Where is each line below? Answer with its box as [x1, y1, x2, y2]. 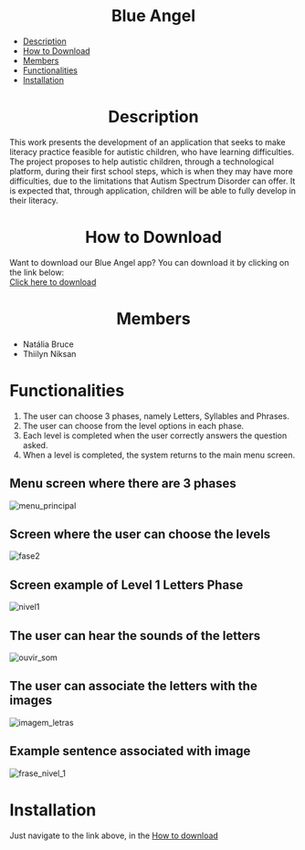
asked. [22, 439, 48, 450]
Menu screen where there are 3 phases [9, 476, 237, 491]
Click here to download [9, 276, 97, 288]
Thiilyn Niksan [22, 348, 77, 359]
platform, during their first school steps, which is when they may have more [9, 165, 294, 176]
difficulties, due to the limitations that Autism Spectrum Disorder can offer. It [9, 175, 296, 186]
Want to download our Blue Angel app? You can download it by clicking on [9, 257, 289, 268]
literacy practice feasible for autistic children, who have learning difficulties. [9, 146, 295, 157]
